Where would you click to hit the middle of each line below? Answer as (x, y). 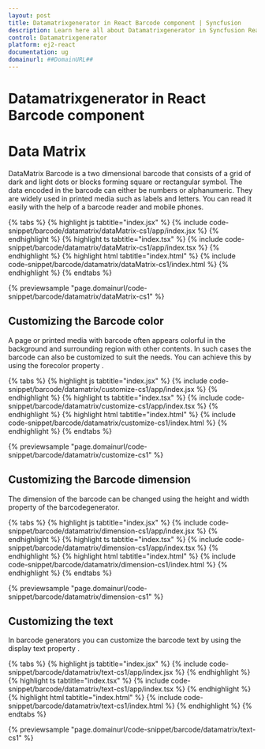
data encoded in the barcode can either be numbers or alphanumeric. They (131, 190)
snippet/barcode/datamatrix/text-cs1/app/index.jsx (91, 672)
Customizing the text (61, 621)
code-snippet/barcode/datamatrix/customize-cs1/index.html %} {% (118, 423)
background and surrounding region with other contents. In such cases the (130, 348)
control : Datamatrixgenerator (58, 38)
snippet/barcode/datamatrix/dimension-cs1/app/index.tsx (102, 548)
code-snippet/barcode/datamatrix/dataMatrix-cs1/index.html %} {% (118, 264)
